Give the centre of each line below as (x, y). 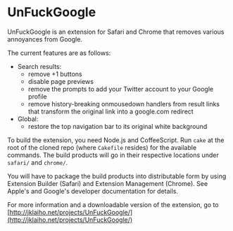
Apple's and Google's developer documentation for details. (93, 191)
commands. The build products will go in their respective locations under (113, 155)
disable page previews (61, 81)
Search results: (39, 66)
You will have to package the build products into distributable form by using (117, 176)
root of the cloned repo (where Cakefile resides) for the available (102, 147)
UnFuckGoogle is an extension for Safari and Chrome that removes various (116, 32)
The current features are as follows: (59, 53)
